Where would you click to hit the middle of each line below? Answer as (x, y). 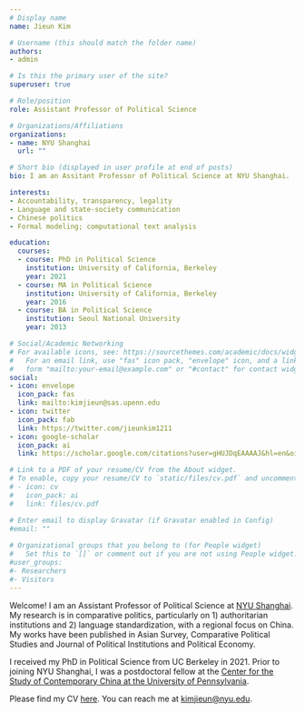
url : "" (32, 151)
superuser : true (40, 85)
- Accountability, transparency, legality (91, 201)
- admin (24, 60)
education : (30, 243)
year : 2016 (46, 302)
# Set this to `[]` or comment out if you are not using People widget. (154, 554)
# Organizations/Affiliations (67, 126)
